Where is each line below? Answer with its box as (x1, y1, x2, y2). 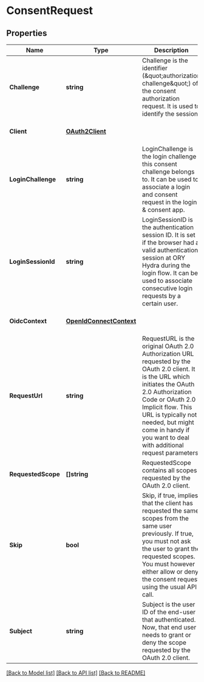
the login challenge (141, 152, 197, 160)
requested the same (141, 506, 199, 515)
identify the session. (141, 110, 200, 118)
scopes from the (141, 514, 189, 522)
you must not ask (141, 537, 191, 545)
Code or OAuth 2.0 (141, 396, 196, 403)
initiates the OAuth (141, 380, 195, 388)
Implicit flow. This (141, 403, 192, 411)
